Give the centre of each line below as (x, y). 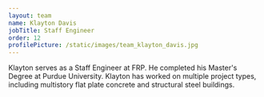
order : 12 (25, 38)
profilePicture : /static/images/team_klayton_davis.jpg (103, 45)
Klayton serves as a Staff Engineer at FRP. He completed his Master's (123, 68)
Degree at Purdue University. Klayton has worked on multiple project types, (132, 76)
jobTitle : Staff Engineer (51, 30)
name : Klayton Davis (43, 23)
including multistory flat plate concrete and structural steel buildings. (122, 85)
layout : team (30, 16)
